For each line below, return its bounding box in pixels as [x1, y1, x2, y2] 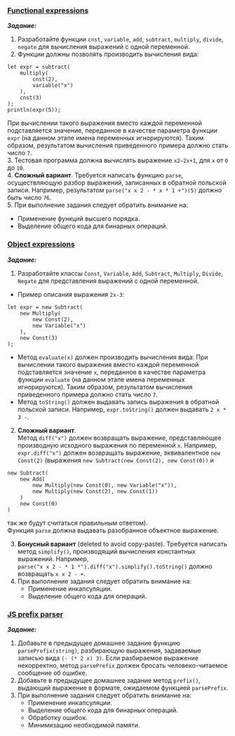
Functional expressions [7, 6, 89, 15]
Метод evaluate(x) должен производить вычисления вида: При [17, 353, 208, 361]
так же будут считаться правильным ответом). [7, 518, 149, 527]
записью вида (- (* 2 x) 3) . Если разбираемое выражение [17, 653, 199, 662]
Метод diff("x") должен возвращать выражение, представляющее [17, 434, 222, 442]
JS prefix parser [7, 609, 64, 619]
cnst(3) [20, 94, 42, 102]
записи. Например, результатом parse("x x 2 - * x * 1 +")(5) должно [7, 186, 222, 194]
